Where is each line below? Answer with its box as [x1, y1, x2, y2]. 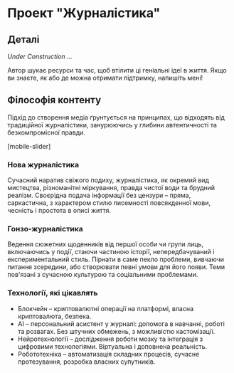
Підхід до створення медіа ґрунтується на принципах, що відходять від [7, 112, 225, 122]
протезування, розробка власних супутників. [17, 357, 156, 366]
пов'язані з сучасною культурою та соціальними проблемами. [7, 270, 198, 279]
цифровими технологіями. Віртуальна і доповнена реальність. [17, 342, 208, 350]
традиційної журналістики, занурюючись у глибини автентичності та [7, 120, 217, 129]
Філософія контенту [7, 94, 102, 106]
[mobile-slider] [7, 142, 51, 150]
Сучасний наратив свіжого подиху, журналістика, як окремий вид [7, 176, 210, 184]
